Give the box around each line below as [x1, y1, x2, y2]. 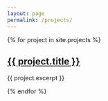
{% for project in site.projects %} [7, 35, 102, 44]
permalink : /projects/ [7, 17, 73, 24]
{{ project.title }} [7, 55, 81, 67]
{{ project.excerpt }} [7, 74, 64, 82]
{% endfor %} [7, 87, 47, 95]
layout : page [7, 10, 45, 17]
